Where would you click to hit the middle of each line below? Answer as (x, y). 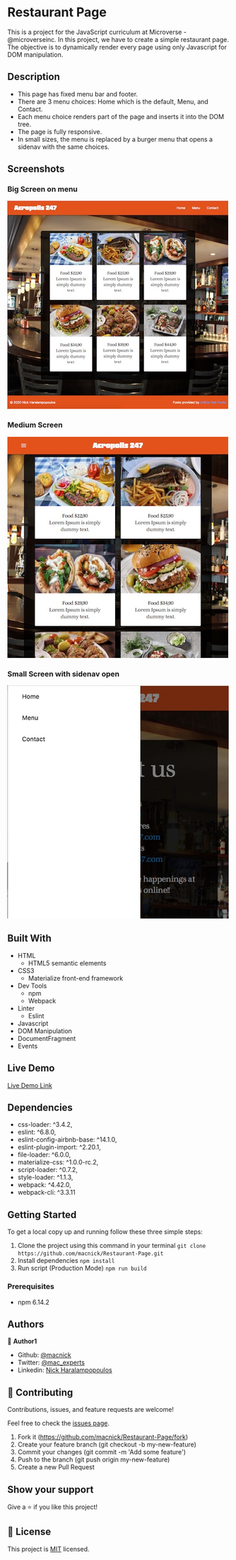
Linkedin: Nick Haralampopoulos (65, 1370)
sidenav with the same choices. (63, 147)
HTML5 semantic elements (67, 963)
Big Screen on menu (42, 189)
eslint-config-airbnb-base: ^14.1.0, (67, 1140)
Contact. (30, 109)
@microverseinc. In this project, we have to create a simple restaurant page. (118, 39)
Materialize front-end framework (76, 978)
